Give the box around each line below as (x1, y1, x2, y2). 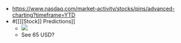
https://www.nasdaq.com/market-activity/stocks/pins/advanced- (12, 5, 175, 12)
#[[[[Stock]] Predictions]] (12, 18, 76, 24)
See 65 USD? (21, 31, 55, 38)
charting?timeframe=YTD (12, 11, 76, 19)
